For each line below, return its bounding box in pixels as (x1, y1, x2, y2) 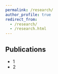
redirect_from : (5, 17, 38, 22)
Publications (5, 45, 46, 54)
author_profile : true (5, 12, 51, 17)
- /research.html (10, 26, 47, 31)
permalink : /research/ (5, 7, 53, 13)
